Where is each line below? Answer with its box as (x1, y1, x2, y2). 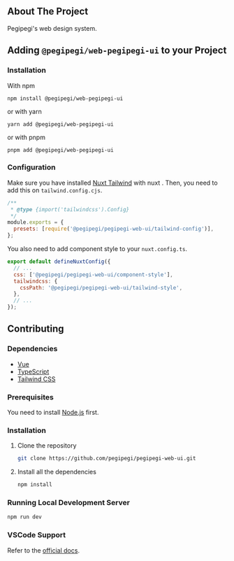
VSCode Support (7, 530, 66, 540)
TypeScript (17, 367, 50, 376)
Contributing (7, 323, 64, 335)
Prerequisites (7, 392, 54, 402)
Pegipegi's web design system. (7, 24, 97, 32)
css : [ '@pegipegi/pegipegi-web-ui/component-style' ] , (13, 271, 173, 278)
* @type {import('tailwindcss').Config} (10, 206, 130, 213)
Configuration (7, 162, 56, 172)
